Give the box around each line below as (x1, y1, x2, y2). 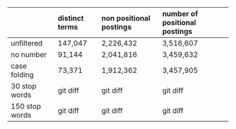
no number (11, 50, 47, 59)
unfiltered (11, 39, 44, 48)
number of (162, 9, 199, 18)
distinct (58, 13, 84, 23)
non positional (101, 13, 151, 23)
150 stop (11, 102, 41, 111)
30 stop (11, 81, 37, 90)
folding (11, 70, 34, 79)
